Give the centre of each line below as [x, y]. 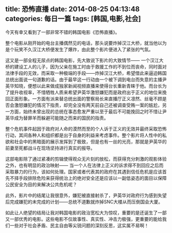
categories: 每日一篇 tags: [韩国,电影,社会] [73, 19]
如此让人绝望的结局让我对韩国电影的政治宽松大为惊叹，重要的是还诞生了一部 [86, 213]
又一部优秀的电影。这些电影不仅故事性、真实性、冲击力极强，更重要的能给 [84, 219]
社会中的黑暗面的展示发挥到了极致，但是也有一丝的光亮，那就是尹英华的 [90, 141]
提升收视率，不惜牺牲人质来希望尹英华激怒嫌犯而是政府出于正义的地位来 [86, 92]
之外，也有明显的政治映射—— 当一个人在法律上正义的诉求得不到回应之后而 [84, 165]
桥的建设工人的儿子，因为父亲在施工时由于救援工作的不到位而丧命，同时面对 [86, 67]
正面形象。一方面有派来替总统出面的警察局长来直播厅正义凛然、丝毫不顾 [86, 98]
